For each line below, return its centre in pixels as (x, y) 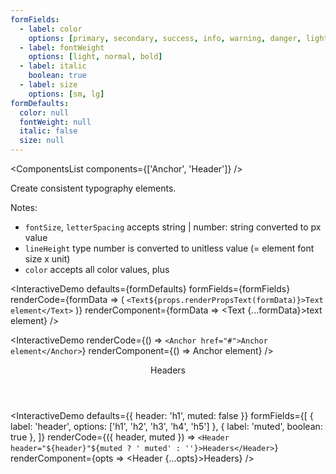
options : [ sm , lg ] (66, 94)
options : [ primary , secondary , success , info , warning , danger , (165, 38)
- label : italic (53, 66)
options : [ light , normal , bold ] (95, 57)
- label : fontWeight (62, 47)
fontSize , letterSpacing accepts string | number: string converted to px (173, 227)
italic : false (48, 131)
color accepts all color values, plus (97, 269)
